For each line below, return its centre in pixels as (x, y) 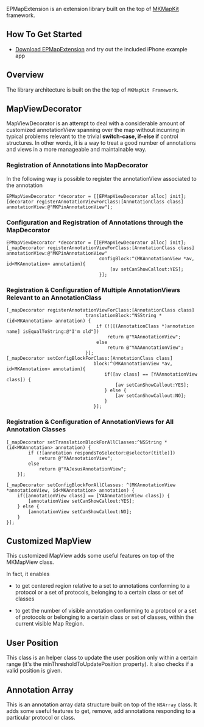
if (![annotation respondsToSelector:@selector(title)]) (102, 453)
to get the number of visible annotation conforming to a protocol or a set (106, 611)
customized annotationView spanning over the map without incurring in (96, 130)
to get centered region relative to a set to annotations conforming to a (102, 586)
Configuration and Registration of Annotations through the (95, 222)
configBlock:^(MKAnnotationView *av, (147, 259)
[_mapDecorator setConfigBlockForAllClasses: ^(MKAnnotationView (91, 485)
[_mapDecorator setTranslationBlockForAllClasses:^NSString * (87, 442)
